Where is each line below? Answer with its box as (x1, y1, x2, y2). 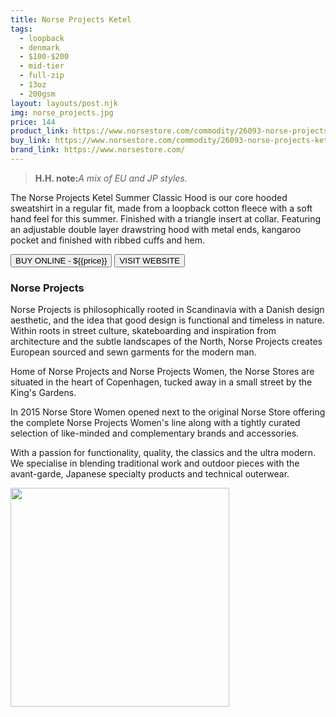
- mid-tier (19, 61, 65, 71)
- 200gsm (19, 89, 56, 99)
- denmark (19, 42, 60, 53)
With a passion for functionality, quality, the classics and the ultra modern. (10, 447, 317, 459)
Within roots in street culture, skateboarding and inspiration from (10, 325, 277, 337)
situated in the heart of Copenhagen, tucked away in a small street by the (10, 376, 313, 388)
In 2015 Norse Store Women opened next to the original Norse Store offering (10, 406, 326, 418)
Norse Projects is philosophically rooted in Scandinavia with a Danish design (10, 304, 325, 316)
